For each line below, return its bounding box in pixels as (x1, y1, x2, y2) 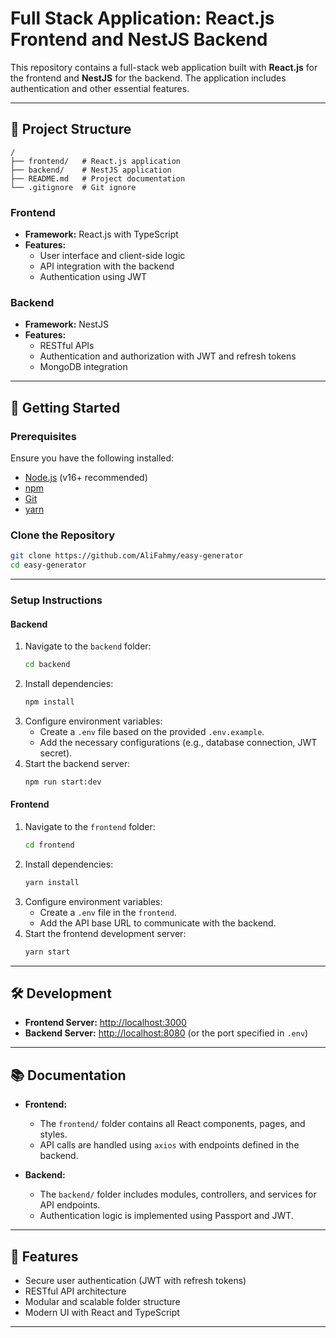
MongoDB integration (39, 361, 128, 373)
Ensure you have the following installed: (10, 452, 175, 464)
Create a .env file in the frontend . (39, 906, 177, 918)
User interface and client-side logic (39, 250, 186, 262)
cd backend (24, 660, 71, 670)
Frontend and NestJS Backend (10, 28, 268, 51)
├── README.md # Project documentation (10, 173, 186, 184)
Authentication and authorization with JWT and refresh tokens (39, 350, 297, 362)
